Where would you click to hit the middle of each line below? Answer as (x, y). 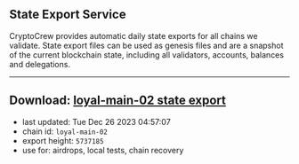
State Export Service (68, 15)
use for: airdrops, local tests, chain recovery (103, 150)
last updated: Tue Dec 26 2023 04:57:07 (96, 121)
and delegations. (40, 64)
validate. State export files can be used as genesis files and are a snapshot (146, 45)
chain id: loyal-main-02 (65, 131)
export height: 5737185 (63, 140)
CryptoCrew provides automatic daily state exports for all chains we (133, 35)
